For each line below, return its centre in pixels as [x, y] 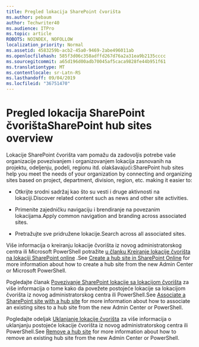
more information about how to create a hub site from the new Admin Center [99, 264]
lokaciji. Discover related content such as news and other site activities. [102, 198]
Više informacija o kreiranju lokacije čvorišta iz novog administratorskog [94, 245]
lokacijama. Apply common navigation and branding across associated [100, 215]
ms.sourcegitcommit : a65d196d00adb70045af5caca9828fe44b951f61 [86, 61]
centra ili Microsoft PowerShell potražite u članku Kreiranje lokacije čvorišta [98, 251]
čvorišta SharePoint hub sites [79, 126]
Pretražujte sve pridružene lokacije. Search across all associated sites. [100, 233]
